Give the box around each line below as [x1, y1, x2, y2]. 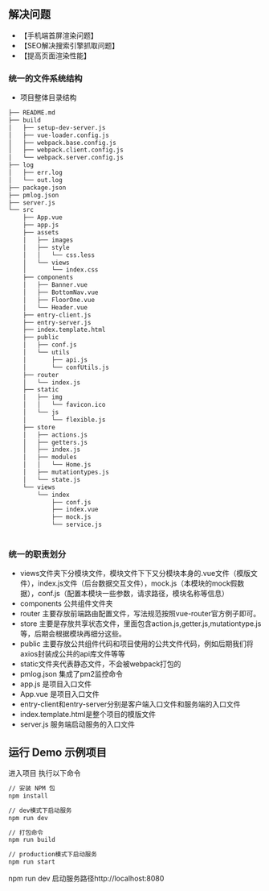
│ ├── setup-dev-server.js [8, 123, 106, 131]
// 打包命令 [8, 828, 44, 836]
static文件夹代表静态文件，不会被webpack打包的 [19, 659, 181, 669]
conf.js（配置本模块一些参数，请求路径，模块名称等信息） [37, 589, 229, 599]
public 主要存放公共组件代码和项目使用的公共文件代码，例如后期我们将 [19, 639, 254, 649]
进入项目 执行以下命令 [8, 769, 81, 778]
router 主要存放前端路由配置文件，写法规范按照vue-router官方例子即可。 [19, 609, 261, 619]
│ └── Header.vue [22, 303, 88, 312]
